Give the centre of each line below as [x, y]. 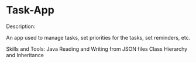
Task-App [30, 10]
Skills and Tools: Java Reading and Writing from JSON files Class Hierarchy [97, 49]
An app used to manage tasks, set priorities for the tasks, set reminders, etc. [98, 37]
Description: [21, 26]
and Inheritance [25, 55]
